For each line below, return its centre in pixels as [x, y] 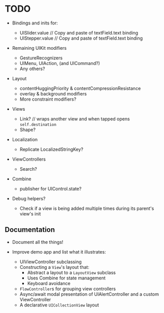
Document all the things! [38, 242]
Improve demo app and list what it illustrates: [59, 252]
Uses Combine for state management [67, 278]
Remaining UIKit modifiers [39, 48]
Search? [28, 169]
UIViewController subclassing [51, 262]
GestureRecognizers [41, 58]
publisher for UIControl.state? [51, 189]
